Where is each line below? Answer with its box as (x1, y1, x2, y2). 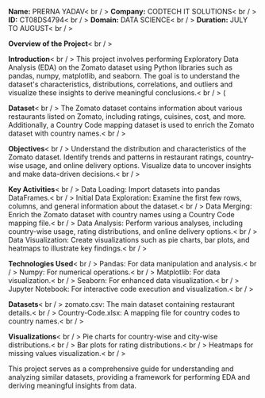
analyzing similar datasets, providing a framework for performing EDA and (8, 373, 251, 381)
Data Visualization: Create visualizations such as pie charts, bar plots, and (8, 235, 250, 244)
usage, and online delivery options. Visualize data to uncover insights (25, 161, 252, 170)
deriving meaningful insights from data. (8, 381, 137, 390)
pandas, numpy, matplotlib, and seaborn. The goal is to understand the (8, 71, 240, 80)
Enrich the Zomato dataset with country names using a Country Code (8, 210, 236, 219)
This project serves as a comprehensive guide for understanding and (8, 364, 234, 373)
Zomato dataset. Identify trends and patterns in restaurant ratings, (8, 152, 225, 162)
